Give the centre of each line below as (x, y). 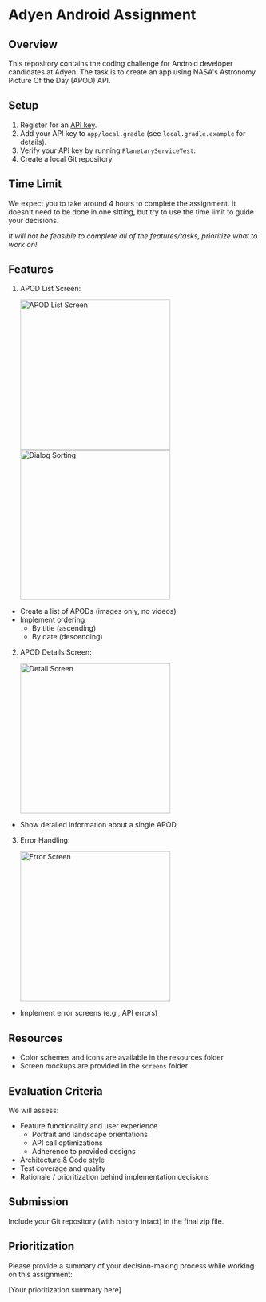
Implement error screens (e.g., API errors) (89, 1013)
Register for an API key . (58, 125)
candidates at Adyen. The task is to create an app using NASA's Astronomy (132, 72)
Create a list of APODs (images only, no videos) (98, 611)
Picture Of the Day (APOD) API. (60, 80)
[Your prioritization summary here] (65, 1289)
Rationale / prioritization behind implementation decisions (114, 1177)
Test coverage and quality (63, 1168)
